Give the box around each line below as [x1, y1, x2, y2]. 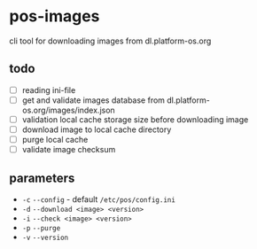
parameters [9, 170, 75, 185]
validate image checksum [21, 144, 116, 155]
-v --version [21, 233, 69, 242]
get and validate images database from [21, 95, 166, 105]
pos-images [9, 6, 100, 27]
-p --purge [21, 223, 61, 232]
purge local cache [21, 135, 89, 144]
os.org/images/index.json [21, 105, 115, 115]
